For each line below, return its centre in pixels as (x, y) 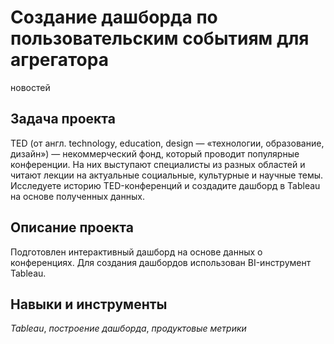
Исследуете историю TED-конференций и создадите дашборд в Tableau (165, 185)
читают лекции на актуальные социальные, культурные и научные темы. (167, 175)
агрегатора (59, 60)
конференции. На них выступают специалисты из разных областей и (158, 164)
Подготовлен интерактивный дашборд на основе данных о (136, 252)
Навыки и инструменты (89, 304)
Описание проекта (72, 227)
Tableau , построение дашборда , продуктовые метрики (128, 328)
